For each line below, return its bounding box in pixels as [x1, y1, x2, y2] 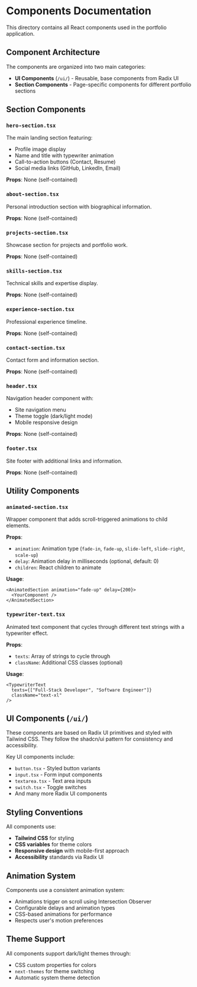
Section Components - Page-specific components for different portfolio [14, 81, 192, 88]
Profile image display [14, 145, 66, 153]
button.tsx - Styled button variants [14, 765, 101, 772]
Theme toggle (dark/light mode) [14, 413, 93, 420]
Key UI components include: [6, 753, 75, 761]
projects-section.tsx [6, 229, 69, 236]
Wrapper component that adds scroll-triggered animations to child [6, 515, 167, 523]
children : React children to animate [14, 564, 102, 571]
